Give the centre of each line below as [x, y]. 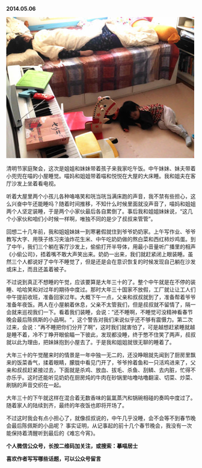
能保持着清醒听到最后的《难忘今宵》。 [52, 433]
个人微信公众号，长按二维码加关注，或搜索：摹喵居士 [72, 446]
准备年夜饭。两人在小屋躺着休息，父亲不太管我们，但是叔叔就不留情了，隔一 [101, 304]
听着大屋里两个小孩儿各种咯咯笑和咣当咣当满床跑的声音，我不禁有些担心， [98, 196]
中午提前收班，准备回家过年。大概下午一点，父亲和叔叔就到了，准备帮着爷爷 [101, 297]
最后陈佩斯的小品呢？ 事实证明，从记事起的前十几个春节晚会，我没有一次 [102, 426]
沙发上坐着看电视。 [35, 183]
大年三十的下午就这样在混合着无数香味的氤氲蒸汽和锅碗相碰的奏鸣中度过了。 [101, 398]
